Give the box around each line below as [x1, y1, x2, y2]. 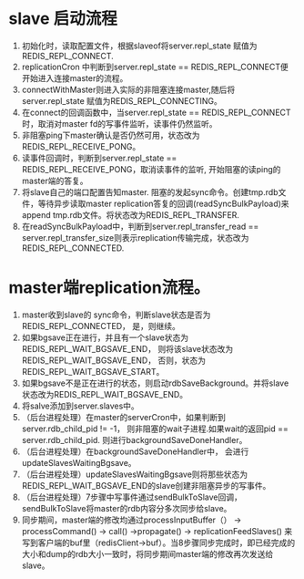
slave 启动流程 [8, 8, 117, 29]
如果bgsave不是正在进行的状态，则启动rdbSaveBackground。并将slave [21, 377, 289, 388]
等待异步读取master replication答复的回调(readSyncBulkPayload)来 [37, 198, 289, 209]
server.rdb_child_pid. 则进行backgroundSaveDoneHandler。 [21, 434, 248, 445]
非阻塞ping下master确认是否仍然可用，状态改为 [21, 129, 201, 140]
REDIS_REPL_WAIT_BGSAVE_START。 [21, 366, 165, 377]
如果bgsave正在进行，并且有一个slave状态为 [21, 332, 188, 343]
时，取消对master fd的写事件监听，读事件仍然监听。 [21, 118, 218, 129]
